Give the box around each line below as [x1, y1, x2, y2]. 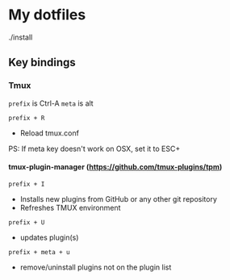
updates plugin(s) [19, 232, 79, 242]
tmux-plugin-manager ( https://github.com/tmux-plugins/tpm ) [8, 162, 223, 172]
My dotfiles [8, 6, 86, 24]
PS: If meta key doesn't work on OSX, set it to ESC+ [8, 144, 181, 153]
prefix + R [8, 114, 45, 122]
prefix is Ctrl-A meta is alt [8, 98, 94, 108]
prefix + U [8, 218, 45, 227]
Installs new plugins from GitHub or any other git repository [19, 194, 218, 203]
